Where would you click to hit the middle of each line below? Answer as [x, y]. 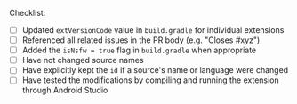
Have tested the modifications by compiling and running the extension [151, 80]
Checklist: [28, 13]
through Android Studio [65, 90]
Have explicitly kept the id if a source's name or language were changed [155, 70]
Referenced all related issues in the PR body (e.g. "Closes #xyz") [141, 40]
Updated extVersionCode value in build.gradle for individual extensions [153, 30]
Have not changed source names [83, 60]
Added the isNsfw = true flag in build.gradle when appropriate [139, 50]
